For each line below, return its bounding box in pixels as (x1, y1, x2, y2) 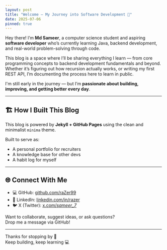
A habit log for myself (12, 157, 57, 163)
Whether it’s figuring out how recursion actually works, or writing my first (5, 66, 155, 72)
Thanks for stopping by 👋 (5, 233, 57, 240)
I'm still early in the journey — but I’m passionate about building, (5, 81, 139, 87)
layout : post (5, 7, 32, 12)
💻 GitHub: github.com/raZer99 (12, 189, 76, 195)
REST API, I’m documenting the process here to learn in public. (5, 71, 134, 77)
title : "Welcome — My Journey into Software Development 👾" (5, 12, 133, 17)
